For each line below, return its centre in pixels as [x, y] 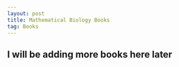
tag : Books [23, 26]
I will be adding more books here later [90, 54]
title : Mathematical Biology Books [59, 20]
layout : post [26, 13]
